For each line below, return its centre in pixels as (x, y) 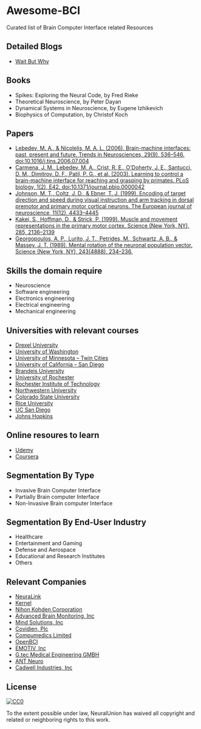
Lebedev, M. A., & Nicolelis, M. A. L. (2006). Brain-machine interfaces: (103, 148)
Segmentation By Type (50, 476)
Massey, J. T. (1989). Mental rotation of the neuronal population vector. (104, 245)
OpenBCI (26, 642)
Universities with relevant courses (73, 330)
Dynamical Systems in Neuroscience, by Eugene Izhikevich (89, 108)
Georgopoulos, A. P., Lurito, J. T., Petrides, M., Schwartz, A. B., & (96, 239)
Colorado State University (47, 397)
